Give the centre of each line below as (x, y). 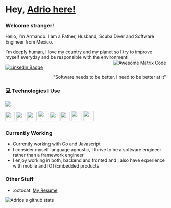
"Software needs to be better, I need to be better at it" (109, 77)
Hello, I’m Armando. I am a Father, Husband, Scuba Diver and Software (80, 36)
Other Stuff (20, 179)
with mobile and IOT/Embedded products (56, 166)
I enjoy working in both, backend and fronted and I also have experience (89, 160)
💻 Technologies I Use (33, 91)
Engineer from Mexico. (29, 42)
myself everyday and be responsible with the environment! (67, 57)
